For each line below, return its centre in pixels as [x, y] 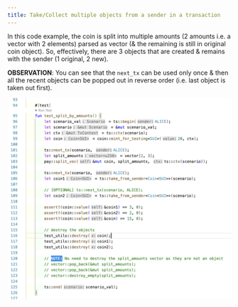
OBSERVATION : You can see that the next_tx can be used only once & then [118, 72]
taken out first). [30, 87]
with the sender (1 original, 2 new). [58, 59]
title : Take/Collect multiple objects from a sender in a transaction [114, 15]
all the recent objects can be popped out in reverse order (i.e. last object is [117, 80]
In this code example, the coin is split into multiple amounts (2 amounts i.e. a [119, 36]
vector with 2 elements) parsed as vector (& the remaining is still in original [117, 43]
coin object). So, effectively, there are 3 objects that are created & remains [116, 51]
